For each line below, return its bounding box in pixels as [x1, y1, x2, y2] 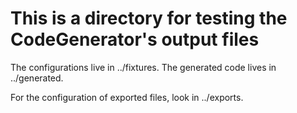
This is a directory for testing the [10, 7, 288, 30]
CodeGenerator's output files [10, 28, 260, 51]
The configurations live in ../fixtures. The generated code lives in [10, 61, 277, 73]
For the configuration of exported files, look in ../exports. [10, 91, 244, 103]
